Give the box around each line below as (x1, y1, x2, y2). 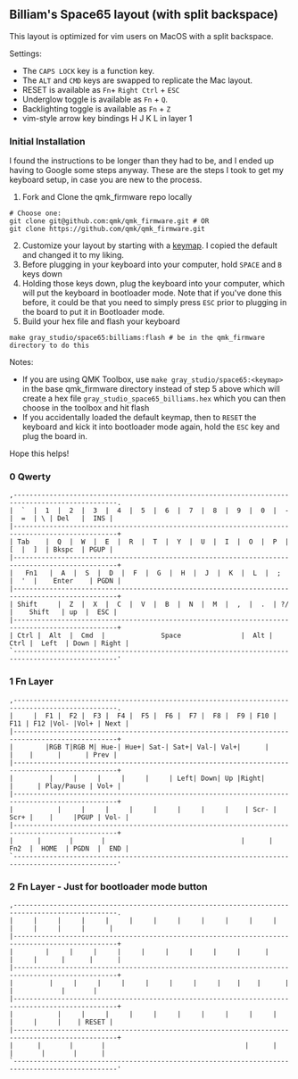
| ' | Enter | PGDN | (9, 577, 122, 585)
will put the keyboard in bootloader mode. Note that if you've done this (21, 287, 283, 298)
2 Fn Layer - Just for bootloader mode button (9, 880, 208, 892)
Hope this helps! (9, 448, 70, 459)
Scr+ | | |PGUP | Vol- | (9, 812, 129, 822)
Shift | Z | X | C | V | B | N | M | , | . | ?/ (17, 600, 290, 610)
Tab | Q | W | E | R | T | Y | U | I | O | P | (17, 537, 290, 547)
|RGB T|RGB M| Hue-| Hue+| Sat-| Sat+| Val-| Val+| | (45, 743, 269, 751)
